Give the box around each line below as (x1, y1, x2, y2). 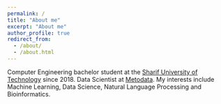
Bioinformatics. (7, 89, 51, 98)
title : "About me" (7, 17, 61, 24)
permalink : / (7, 10, 45, 17)
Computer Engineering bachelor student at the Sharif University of (7, 67, 198, 76)
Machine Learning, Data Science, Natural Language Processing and (7, 83, 202, 91)
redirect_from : (7, 36, 52, 43)
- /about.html (13, 49, 54, 56)
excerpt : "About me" (7, 23, 68, 30)
